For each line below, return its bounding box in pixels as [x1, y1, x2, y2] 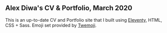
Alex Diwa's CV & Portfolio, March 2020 [5, 4, 132, 12]
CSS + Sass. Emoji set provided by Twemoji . [5, 22, 97, 28]
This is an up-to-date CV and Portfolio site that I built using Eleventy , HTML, [5, 17, 162, 23]
